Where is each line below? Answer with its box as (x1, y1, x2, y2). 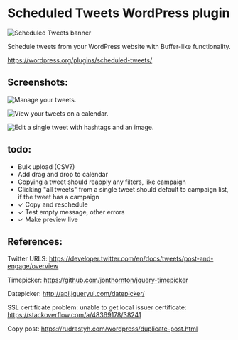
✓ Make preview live (17, 215, 78, 224)
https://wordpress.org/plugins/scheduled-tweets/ (7, 55, 153, 65)
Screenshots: (7, 77, 69, 89)
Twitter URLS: (7, 254, 48, 263)
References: (7, 236, 63, 248)
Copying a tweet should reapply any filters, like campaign (17, 177, 186, 186)
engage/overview (7, 262, 59, 270)
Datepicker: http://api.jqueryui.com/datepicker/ (7, 290, 145, 298)
